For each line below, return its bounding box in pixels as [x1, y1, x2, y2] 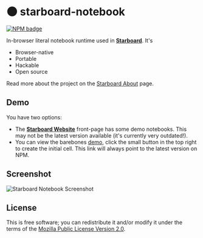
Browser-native [15, 48, 54, 56]
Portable [15, 55, 37, 62]
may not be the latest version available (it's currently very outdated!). [15, 131, 188, 139]
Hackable [15, 61, 40, 69]
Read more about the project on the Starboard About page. [6, 80, 154, 87]
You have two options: [6, 113, 63, 121]
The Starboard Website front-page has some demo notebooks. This [15, 125, 187, 133]
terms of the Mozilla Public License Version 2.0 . [6, 225, 126, 233]
